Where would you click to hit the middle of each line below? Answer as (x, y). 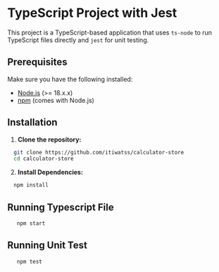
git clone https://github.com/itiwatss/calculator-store (99, 152)
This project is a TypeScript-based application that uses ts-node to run (110, 32)
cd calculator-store (44, 159)
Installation (32, 122)
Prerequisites (37, 62)
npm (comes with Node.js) (56, 100)
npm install (31, 185)
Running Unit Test (48, 246)
